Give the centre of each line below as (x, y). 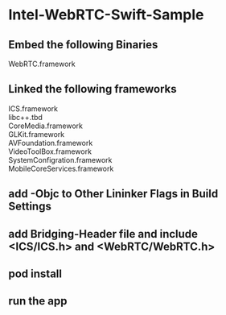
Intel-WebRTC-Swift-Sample (106, 15)
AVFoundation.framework (51, 143)
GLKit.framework (37, 134)
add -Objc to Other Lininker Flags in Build (113, 194)
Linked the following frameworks (92, 89)
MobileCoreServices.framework (61, 168)
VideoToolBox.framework (50, 151)
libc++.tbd (25, 117)
